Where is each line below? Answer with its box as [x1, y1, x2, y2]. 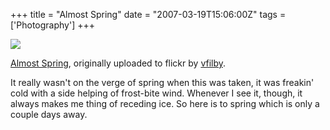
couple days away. [10, 109, 88, 120]
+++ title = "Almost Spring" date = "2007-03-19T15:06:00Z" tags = [10, 9, 287, 20]
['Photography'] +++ [10, 19, 96, 31]
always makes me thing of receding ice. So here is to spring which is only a [10, 98, 320, 109]
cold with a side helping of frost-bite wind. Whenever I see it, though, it [10, 87, 303, 99]
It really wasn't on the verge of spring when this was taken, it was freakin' [10, 77, 315, 88]
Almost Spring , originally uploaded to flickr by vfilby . [10, 57, 227, 69]
